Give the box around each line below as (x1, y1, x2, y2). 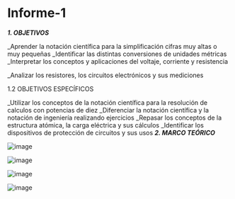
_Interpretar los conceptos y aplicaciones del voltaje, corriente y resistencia (7, 57, 229, 65)
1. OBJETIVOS (7, 28, 50, 37)
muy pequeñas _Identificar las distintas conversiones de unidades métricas (7, 50, 227, 58)
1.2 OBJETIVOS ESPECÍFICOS (7, 84, 94, 93)
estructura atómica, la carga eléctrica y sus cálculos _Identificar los (7, 120, 204, 129)
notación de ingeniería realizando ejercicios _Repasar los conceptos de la (7, 113, 222, 122)
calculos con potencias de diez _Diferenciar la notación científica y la (7, 106, 209, 114)
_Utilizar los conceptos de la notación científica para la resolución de (7, 98, 208, 107)
